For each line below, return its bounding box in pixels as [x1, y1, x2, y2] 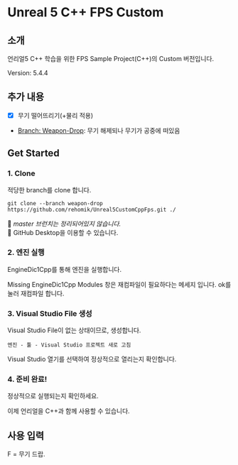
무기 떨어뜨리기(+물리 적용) [17, 111, 94, 119]
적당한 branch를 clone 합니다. [7, 185, 92, 194]
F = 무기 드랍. [7, 450, 45, 459]
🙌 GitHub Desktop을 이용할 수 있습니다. [7, 228, 119, 236]
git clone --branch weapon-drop [7, 199, 103, 207]
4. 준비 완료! [7, 374, 48, 384]
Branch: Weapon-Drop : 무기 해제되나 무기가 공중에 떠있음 [17, 126, 180, 135]
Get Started [7, 147, 60, 160]
